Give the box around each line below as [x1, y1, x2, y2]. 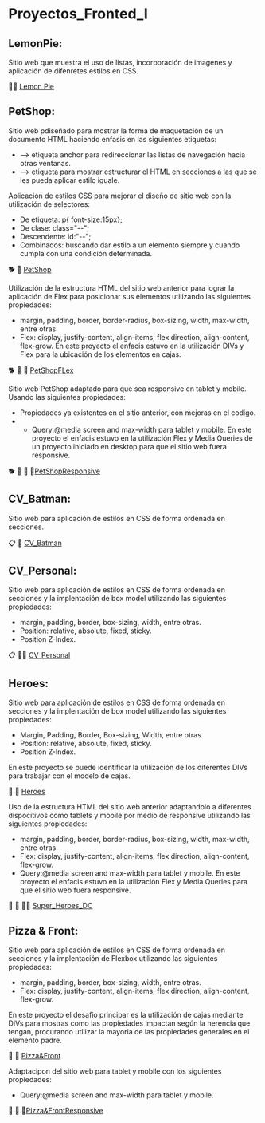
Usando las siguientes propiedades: [8, 392, 126, 401]
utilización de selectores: [8, 199, 90, 208]
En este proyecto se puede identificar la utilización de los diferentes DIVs [8, 763, 248, 773]
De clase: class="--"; [19, 223, 90, 232]
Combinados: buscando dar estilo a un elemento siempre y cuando [19, 240, 240, 250]
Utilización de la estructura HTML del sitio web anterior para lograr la [8, 283, 235, 292]
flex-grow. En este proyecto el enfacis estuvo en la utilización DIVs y [19, 341, 244, 350]
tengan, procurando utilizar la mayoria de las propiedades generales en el [8, 1027, 250, 1037]
